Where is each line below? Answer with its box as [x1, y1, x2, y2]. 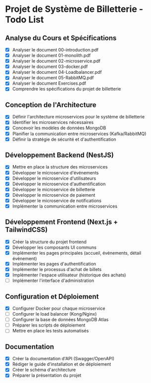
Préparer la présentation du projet [12, 373, 82, 379]
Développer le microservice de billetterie [12, 186, 96, 192]
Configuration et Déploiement [5, 292, 99, 301]
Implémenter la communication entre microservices [12, 203, 118, 209]
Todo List [5, 14, 44, 25]
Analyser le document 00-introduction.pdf [12, 47, 99, 53]
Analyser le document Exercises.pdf [12, 80, 87, 86]
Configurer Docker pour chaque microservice [12, 306, 105, 311]
